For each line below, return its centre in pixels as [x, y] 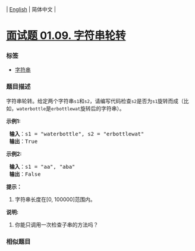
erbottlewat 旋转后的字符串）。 [88, 108]
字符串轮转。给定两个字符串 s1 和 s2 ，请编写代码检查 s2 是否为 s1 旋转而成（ [95, 101]
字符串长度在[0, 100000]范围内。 [55, 199]
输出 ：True [23, 141]
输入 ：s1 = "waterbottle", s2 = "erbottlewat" [77, 134]
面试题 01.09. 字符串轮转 [66, 36]
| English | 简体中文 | [31, 9]
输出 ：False [25, 174]
